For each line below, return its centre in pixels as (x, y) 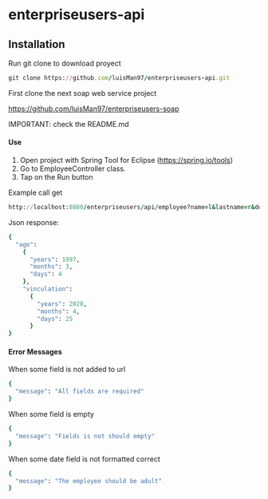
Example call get (35, 192)
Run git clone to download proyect (65, 63)
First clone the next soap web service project (83, 93)
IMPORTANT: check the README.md (69, 124)
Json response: (34, 222)
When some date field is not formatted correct (85, 459)
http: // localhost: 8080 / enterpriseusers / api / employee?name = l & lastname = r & (132, 208)
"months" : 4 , (59, 311)
